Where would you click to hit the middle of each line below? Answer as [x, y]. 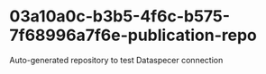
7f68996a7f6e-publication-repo [133, 35]
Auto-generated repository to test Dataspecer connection [116, 60]
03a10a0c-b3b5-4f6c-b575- [120, 16]
